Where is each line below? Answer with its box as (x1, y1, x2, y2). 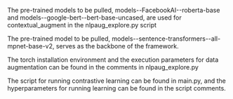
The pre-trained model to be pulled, (7, 34, 111, 43)
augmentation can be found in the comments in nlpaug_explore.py (7, 63, 199, 71)
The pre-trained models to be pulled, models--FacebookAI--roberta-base (7, 6, 220, 14)
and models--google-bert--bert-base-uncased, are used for (7, 13, 182, 22)
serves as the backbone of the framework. (55, 42, 179, 50)
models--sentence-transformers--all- (112, 34, 221, 43)
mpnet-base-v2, (7, 42, 55, 50)
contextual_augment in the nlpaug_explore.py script (7, 21, 157, 29)
